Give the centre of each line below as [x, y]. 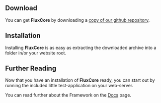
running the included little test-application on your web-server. [69, 86]
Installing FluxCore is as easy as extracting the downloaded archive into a [81, 48]
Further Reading [31, 69]
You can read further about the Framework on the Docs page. [68, 95]
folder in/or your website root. [36, 53]
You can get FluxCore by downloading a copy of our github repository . [78, 20]
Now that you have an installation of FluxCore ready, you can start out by [80, 80]
